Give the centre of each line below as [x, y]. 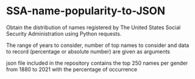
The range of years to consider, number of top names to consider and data [97, 45]
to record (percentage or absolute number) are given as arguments [88, 51]
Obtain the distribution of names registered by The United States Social [93, 27]
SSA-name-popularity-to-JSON [86, 11]
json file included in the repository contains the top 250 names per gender [97, 63]
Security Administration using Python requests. [64, 33]
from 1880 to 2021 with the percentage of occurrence [72, 69]
